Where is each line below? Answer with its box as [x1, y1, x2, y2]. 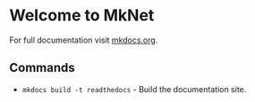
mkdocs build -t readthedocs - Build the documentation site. [21, 83, 247, 94]
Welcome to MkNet [9, 5, 155, 26]
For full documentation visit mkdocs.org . [9, 35, 158, 45]
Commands [9, 60, 76, 75]
